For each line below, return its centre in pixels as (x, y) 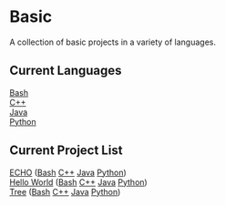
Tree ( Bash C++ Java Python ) (65, 191)
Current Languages (66, 71)
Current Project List (66, 151)
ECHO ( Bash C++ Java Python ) (68, 172)
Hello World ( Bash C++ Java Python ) (78, 182)
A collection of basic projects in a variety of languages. (113, 42)
